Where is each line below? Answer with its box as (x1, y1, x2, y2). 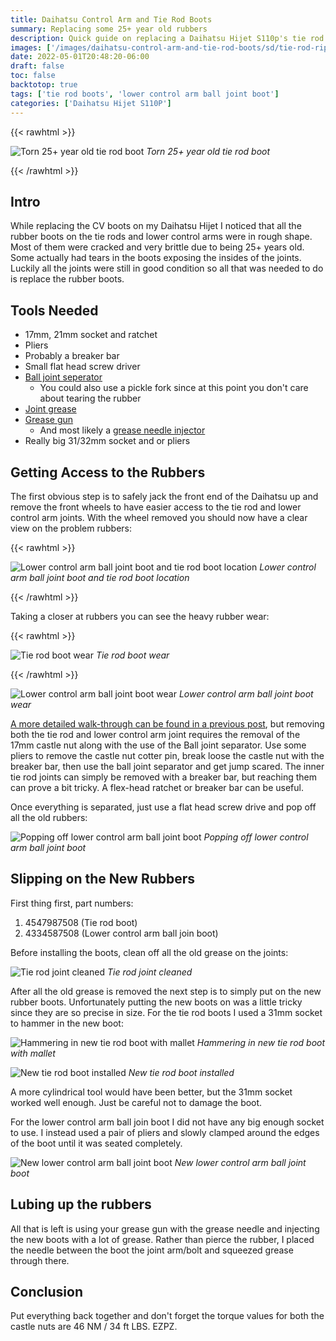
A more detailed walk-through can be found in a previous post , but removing (10, 717, 325, 730)
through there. (10, 1254, 70, 1266)
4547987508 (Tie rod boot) (24, 916, 138, 928)
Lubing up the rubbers (10, 1196, 152, 1213)
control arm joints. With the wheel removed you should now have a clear (10, 511, 308, 523)
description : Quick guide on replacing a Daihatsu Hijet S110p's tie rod (10, 33, 325, 43)
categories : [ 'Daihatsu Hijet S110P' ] (10, 98, 172, 108)
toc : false (10, 71, 56, 81)
